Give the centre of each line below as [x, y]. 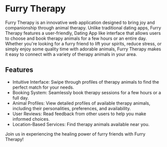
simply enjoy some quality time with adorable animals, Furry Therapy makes [83, 49]
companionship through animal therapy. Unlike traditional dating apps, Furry [83, 27]
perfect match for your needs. [43, 87]
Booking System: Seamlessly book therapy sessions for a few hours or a [86, 92]
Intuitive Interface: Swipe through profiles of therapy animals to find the [86, 82]
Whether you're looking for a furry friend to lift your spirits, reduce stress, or [83, 43]
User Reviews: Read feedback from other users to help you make [79, 114]
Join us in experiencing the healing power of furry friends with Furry [75, 134]
